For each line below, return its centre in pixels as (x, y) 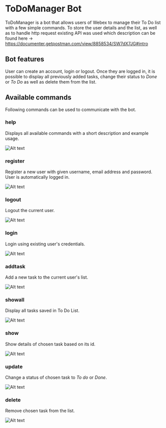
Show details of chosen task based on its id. (50, 344)
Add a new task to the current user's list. (47, 277)
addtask (15, 266)
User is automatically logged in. (37, 177)
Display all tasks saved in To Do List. (42, 311)
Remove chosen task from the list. (40, 411)
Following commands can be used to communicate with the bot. (71, 109)
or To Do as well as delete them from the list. (51, 82)
